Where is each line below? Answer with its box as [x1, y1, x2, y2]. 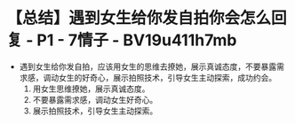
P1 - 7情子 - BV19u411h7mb [36, 30, 237, 50]
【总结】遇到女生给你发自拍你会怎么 [6, 8, 272, 28]
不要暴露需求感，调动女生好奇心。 [32, 94, 158, 105]
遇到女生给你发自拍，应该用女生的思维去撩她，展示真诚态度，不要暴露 [19, 61, 277, 72]
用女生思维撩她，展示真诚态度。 [32, 83, 150, 94]
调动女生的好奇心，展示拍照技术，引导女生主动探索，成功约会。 [43, 72, 277, 82]
